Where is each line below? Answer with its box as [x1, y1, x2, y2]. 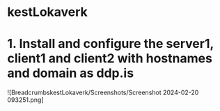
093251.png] [7, 96, 44, 104]
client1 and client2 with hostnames [7, 51, 212, 67]
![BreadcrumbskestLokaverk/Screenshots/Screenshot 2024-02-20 [7, 88, 199, 97]
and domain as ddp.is [7, 65, 134, 81]
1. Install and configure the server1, [7, 36, 214, 52]
